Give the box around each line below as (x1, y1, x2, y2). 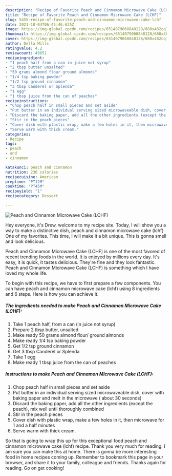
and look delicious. (5, 238, 45, 244)
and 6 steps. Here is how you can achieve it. (5, 291, 99, 297)
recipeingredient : (5, 55, 45, 61)
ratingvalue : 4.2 (5, 46, 42, 51)
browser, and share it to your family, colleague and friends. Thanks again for (5, 459, 166, 465)
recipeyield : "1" (5, 188, 42, 194)
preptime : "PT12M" (5, 179, 45, 184)
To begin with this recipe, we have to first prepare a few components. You (5, 280, 161, 286)
